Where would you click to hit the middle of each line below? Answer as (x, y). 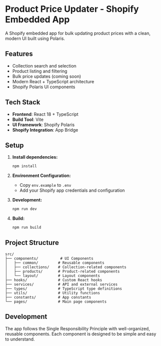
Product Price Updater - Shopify (72, 9)
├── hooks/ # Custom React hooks (54, 280)
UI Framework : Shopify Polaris (43, 125)
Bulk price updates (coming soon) (47, 76)
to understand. (20, 339)
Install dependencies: (35, 157)
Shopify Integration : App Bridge (45, 130)
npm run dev (24, 209)
